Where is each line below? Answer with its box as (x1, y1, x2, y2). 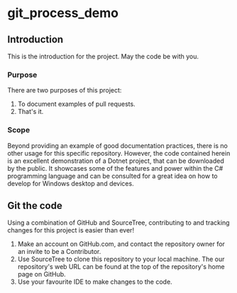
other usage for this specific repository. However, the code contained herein (7, 149, 231, 157)
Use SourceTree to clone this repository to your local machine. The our (17, 255, 225, 264)
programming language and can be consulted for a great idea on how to (7, 171, 218, 180)
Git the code (7, 199, 62, 211)
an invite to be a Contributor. (17, 247, 101, 256)
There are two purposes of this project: (7, 86, 122, 95)
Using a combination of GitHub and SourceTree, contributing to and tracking (7, 218, 230, 227)
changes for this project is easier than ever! (7, 226, 135, 235)
